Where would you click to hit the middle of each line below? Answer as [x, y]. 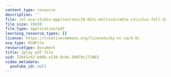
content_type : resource [31, 10]
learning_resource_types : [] [36, 33]
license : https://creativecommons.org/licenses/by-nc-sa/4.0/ [73, 38]
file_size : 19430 [24, 24]
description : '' [22, 15]
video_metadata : [22, 62]
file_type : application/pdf [35, 29]
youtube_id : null [28, 66]
